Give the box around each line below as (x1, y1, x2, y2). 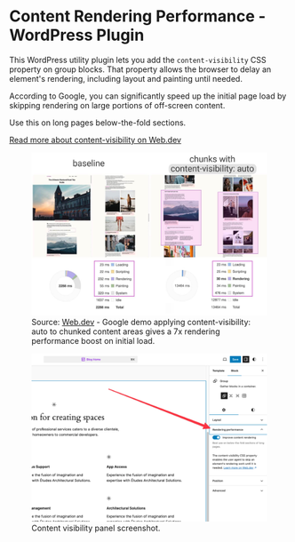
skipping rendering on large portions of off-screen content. (9, 100, 226, 110)
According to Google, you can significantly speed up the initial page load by (9, 91, 287, 101)
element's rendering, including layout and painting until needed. (9, 73, 243, 84)
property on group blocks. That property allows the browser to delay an (9, 64, 272, 75)
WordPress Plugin (9, 25, 145, 45)
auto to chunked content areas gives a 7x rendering (31, 326, 220, 337)
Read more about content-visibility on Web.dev (9, 134, 182, 145)
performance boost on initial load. (31, 335, 155, 346)
